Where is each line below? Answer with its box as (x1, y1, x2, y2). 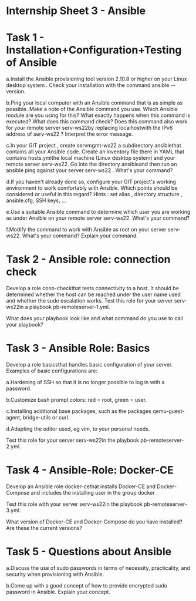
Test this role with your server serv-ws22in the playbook (6, 501, 143, 508)
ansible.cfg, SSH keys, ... (6, 197, 66, 204)
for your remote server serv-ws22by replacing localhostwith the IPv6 (6, 125, 173, 132)
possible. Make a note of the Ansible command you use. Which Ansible (6, 106, 178, 113)
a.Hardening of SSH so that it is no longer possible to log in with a (6, 379, 165, 385)
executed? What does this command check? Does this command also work (6, 118, 188, 125)
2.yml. (6, 443, 22, 450)
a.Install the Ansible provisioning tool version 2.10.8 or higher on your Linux (6, 75, 187, 83)
